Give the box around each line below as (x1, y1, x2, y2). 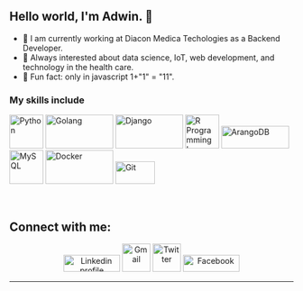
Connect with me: (9, 219, 112, 234)
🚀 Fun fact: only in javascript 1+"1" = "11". (22, 71, 175, 82)
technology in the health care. (22, 61, 134, 72)
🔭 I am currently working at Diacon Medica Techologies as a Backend (22, 32, 281, 43)
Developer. (22, 42, 63, 53)
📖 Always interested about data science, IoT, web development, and (22, 51, 275, 63)
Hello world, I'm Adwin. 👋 (9, 9, 153, 24)
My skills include (9, 94, 86, 106)
